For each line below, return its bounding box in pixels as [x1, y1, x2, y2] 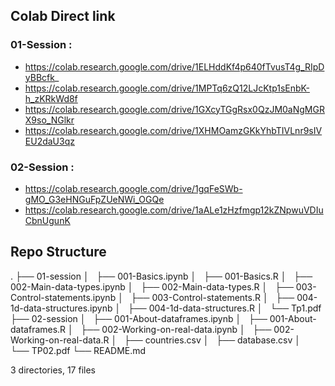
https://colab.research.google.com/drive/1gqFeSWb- [24, 182, 243, 194]
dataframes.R [10, 323, 67, 335]
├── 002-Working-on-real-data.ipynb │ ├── [80, 323, 272, 335]
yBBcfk [24, 71, 55, 83]
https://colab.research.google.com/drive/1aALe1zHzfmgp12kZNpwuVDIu [24, 204, 324, 216]
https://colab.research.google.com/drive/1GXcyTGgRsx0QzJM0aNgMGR [24, 103, 325, 115]
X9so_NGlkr [24, 114, 75, 126]
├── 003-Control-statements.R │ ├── [130, 291, 295, 303]
